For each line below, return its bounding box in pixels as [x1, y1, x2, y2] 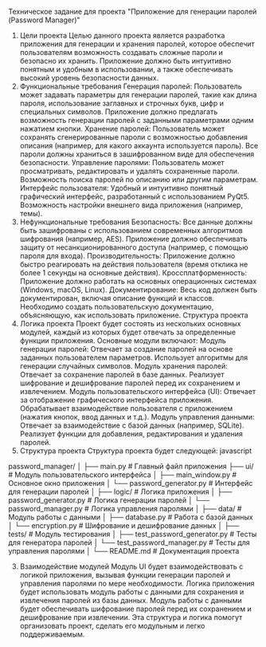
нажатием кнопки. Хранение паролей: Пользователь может [19, 124, 225, 133]
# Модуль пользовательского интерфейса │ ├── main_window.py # [8, 470, 237, 479]
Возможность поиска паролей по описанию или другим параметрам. [19, 175, 259, 184]
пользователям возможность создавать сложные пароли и [19, 48, 223, 57]
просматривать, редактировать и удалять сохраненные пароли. [19, 167, 240, 176]
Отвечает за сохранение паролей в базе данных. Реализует [19, 370, 225, 379]
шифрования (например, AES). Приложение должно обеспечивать [19, 235, 248, 243]
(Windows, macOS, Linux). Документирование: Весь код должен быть [19, 285, 257, 294]
